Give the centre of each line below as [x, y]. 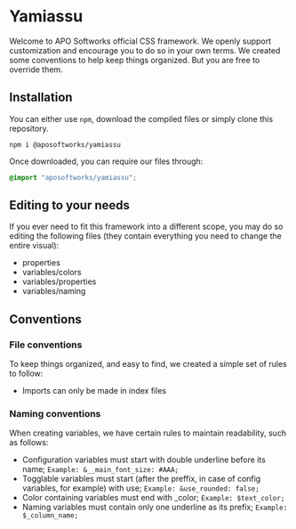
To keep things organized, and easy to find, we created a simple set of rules [148, 364]
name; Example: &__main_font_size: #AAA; [100, 469]
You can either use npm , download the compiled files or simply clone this [141, 118]
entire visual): [34, 246]
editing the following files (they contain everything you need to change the [145, 236]
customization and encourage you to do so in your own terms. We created [145, 50]
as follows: [29, 443]
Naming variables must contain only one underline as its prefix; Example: [155, 507]
